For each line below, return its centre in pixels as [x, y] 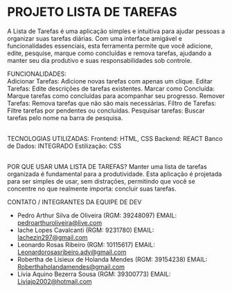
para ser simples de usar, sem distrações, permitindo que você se [101, 181]
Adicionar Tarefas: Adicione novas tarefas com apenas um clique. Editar [110, 81]
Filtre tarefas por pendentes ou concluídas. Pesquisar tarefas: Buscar [106, 110]
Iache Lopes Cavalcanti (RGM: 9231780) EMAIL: [86, 230]
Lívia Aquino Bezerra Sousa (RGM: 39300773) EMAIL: [94, 274]
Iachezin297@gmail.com [52, 237]
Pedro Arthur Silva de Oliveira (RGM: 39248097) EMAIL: [97, 215]
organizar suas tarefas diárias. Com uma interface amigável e [95, 38]
